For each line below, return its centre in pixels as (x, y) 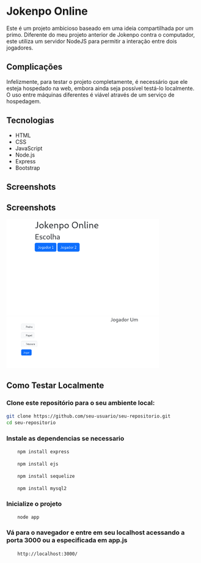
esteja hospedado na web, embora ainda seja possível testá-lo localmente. (100, 88)
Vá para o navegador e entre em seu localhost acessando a (96, 532)
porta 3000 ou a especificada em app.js (67, 540)
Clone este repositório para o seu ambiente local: (81, 403)
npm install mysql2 (42, 489)
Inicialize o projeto (34, 504)
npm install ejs (38, 464)
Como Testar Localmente (55, 385)
